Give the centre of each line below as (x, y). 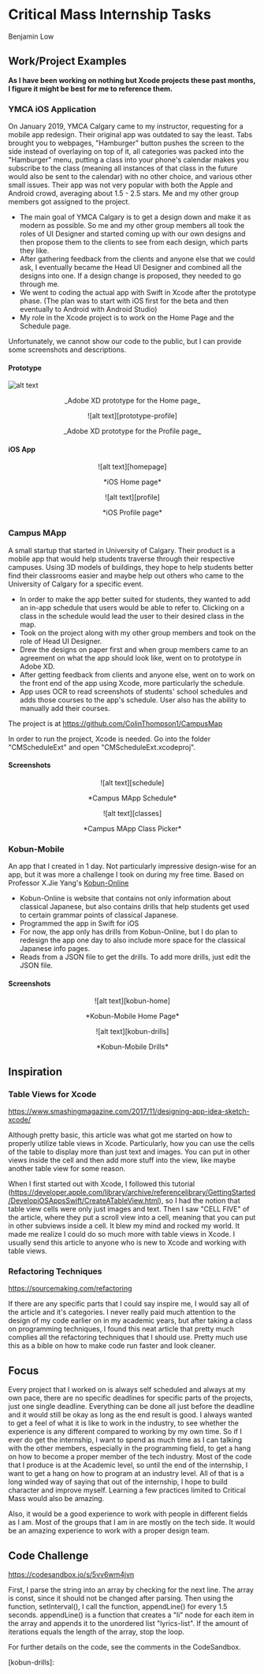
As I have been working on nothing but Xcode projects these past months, (132, 80)
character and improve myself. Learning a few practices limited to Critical (127, 1490)
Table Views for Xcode (52, 1094)
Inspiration (35, 1071)
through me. (39, 284)
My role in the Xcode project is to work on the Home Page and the (127, 318)
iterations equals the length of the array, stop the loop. (97, 1632)
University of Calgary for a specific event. (76, 584)
